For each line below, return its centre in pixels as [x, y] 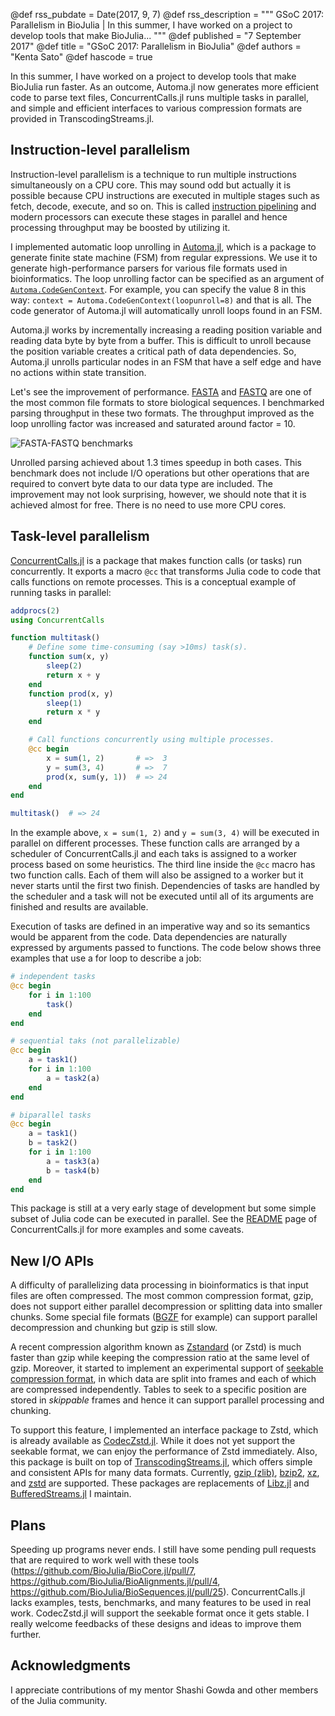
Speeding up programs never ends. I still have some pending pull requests [163, 1549]
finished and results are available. [79, 907]
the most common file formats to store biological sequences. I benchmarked [167, 402]
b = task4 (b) [73, 1170]
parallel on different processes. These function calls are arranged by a [155, 843]
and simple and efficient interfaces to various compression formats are [156, 108]
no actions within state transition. [78, 372]
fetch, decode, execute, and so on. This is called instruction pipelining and [163, 206]
